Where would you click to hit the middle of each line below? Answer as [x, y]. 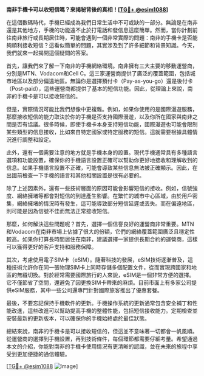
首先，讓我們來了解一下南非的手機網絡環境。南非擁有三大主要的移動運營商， [102, 66]
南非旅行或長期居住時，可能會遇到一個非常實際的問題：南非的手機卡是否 [102, 38]
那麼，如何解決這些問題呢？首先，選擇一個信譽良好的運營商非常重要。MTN [100, 224]
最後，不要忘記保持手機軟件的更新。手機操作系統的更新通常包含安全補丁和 [99, 303]
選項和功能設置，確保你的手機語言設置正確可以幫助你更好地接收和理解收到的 [102, 160]
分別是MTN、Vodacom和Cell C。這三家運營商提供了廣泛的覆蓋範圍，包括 [98, 73]
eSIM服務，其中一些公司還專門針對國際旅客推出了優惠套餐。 [87, 290]
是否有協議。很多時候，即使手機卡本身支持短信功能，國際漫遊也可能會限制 [104, 124]
